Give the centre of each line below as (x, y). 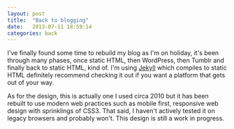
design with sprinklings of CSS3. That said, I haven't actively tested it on (111, 111)
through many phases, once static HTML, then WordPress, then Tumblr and (116, 61)
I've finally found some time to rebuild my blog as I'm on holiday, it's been (113, 53)
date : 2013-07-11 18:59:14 (50, 26)
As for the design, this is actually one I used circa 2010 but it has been (108, 96)
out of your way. (31, 83)
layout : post (26, 14)
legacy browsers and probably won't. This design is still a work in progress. (116, 119)
